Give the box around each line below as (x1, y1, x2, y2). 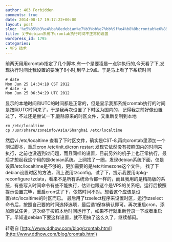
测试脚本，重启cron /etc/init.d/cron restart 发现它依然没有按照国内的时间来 (5, 144, 163, 150)
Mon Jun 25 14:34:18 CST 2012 (5, 82, 70, 87)
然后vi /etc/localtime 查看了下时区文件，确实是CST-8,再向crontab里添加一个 (5, 137, 166, 144)
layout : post (5, 22, 33, 27)
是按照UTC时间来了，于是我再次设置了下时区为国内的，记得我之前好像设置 (5, 106, 163, 113)
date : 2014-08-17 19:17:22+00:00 (5, 17, 77, 22)
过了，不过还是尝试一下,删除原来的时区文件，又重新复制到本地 (5, 113, 137, 119)
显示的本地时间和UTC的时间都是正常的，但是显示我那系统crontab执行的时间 (5, 100, 166, 106)
